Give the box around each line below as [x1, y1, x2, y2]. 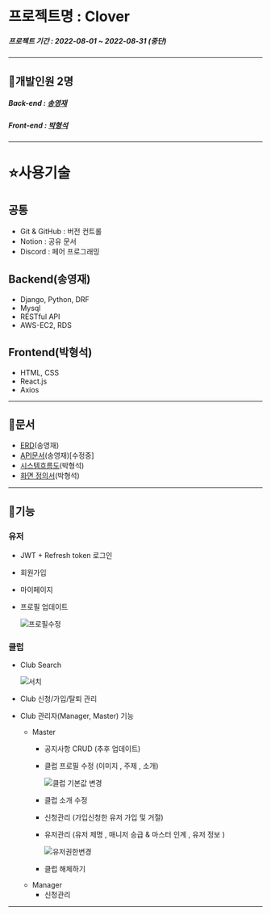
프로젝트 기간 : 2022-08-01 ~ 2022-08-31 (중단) [8, 36, 167, 45]
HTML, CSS [19, 367, 59, 377]
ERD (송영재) [19, 441, 60, 451]
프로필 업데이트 [19, 602, 69, 612]
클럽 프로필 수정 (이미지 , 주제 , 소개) [44, 761, 159, 771]
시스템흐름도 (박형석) [19, 461, 85, 471]
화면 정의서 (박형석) [19, 471, 80, 481]
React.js [19, 376, 48, 386]
